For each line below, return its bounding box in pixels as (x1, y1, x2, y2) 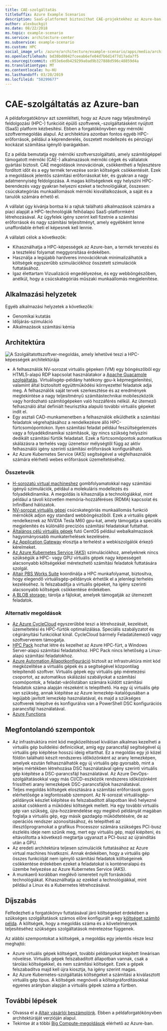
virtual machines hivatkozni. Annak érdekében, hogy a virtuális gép (12, 850, 150, 856)
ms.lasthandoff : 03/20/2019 (5, 72, 64, 77)
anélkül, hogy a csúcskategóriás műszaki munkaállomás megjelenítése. (12, 276, 159, 282)
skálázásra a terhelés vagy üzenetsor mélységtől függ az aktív (12, 440, 141, 447)
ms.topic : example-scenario (5, 30, 64, 35)
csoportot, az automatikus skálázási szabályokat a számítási (12, 674, 136, 680)
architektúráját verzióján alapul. (12, 1015, 77, 1021)
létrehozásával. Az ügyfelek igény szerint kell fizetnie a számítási (5, 214, 138, 220)
